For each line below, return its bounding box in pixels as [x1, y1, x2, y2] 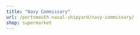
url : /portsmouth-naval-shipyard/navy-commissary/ [6, 14, 135, 20]
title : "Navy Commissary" [6, 8, 70, 15]
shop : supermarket [6, 20, 52, 26]
